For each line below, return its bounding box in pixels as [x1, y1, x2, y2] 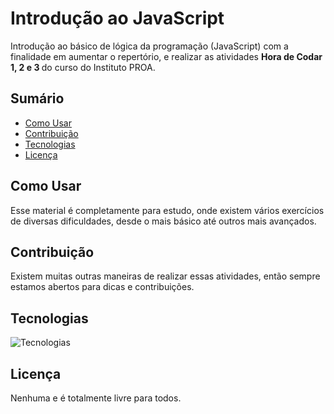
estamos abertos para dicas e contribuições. [10, 281, 195, 293]
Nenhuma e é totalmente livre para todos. [10, 392, 182, 404]
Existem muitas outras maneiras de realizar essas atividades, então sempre [10, 270, 321, 282]
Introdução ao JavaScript [10, 7, 225, 30]
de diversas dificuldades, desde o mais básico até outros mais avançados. [10, 215, 317, 227]
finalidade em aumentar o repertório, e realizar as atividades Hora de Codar [10, 50, 323, 62]
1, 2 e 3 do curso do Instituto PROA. [10, 61, 156, 73]
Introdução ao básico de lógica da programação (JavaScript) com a [10, 40, 289, 52]
